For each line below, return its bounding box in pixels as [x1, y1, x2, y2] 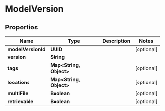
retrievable [7, 98, 34, 105]
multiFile [7, 90, 28, 97]
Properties [5, 23, 38, 31]
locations [7, 79, 30, 85]
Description [102, 38, 131, 44]
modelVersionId [7, 46, 46, 53]
